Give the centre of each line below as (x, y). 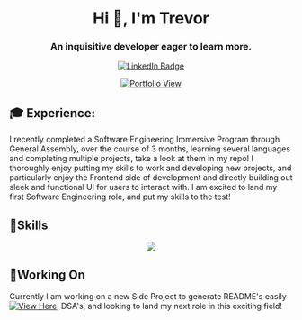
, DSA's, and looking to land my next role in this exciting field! (170, 306)
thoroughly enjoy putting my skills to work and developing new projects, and (151, 168)
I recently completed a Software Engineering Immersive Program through (145, 140)
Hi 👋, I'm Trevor (151, 18)
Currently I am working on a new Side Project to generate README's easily (148, 296)
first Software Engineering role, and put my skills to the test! (120, 197)
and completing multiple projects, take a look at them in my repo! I (132, 159)
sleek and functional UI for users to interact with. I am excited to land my (143, 187)
